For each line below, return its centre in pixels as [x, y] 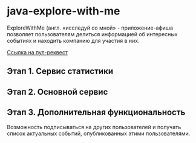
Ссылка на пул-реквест [38, 52]
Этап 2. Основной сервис [57, 92]
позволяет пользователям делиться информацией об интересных [92, 34]
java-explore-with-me [64, 11]
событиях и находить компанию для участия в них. [73, 40]
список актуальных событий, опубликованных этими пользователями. [99, 133]
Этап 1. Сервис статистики [60, 71]
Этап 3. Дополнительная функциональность [96, 113]
